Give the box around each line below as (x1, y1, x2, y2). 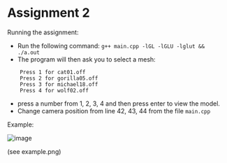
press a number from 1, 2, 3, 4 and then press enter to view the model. (17, 99, 220, 108)
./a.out (17, 49, 40, 56)
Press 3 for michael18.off (20, 80, 98, 88)
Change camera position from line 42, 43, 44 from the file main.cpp (17, 106, 211, 115)
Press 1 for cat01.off (20, 69, 86, 76)
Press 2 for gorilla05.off (20, 75, 98, 82)
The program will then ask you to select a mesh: (17, 55, 156, 64)
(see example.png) (7, 147, 61, 155)
